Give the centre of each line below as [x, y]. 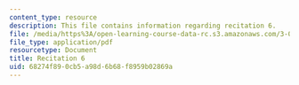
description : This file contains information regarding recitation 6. [143, 26]
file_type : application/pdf [61, 42]
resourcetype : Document [53, 50]
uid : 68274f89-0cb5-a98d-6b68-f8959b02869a [91, 67]
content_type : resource [53, 17]
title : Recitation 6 [48, 58]
